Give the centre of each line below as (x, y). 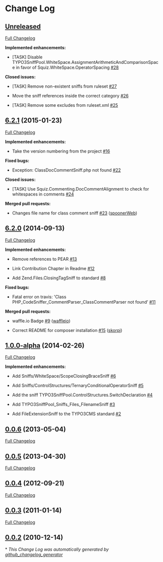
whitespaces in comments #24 (43, 194)
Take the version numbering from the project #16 (61, 151)
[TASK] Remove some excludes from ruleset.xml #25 (65, 105)
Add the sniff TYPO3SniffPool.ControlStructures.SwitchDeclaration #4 (82, 395)
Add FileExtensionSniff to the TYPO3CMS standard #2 (66, 414)
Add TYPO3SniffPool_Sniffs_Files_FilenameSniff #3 (63, 405)
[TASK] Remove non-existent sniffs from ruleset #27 (64, 86)
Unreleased (23, 27)
